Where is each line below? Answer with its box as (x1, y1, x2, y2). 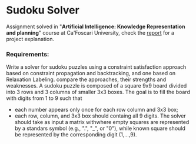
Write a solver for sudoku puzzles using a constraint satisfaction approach (6, 63, 187, 71)
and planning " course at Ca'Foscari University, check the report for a (6, 29, 175, 36)
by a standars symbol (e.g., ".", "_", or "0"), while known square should (14, 125, 185, 132)
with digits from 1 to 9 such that (6, 95, 82, 102)
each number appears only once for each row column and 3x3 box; (14, 106, 178, 113)
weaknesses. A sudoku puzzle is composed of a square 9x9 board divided (6, 82, 187, 89)
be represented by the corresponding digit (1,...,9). (14, 131, 137, 138)
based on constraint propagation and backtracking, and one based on (6, 70, 175, 77)
